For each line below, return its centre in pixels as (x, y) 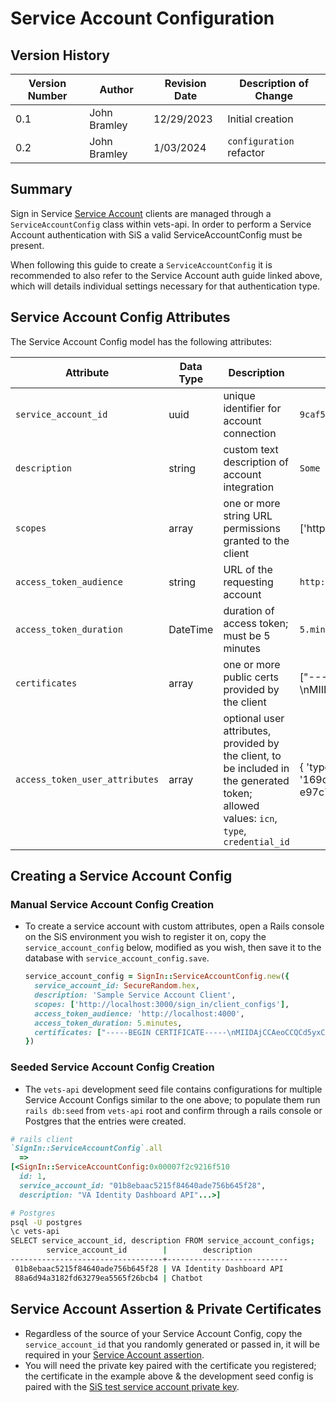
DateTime (191, 629)
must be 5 (247, 635)
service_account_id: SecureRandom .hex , (117, 986)
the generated (256, 780)
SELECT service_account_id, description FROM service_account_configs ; (162, 1241)
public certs (251, 677)
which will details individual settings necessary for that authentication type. (165, 286)
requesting (248, 582)
